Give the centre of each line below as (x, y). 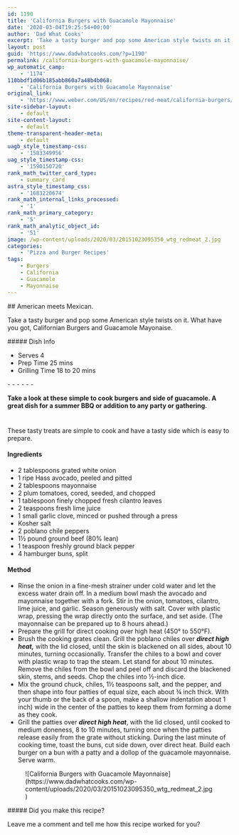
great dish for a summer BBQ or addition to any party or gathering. (107, 405)
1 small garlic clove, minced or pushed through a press (97, 516)
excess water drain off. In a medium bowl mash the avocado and (112, 593)
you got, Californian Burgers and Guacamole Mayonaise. (90, 327)
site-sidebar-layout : (39, 107)
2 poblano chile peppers (53, 531)
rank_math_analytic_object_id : (54, 226)
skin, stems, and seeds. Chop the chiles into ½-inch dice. (102, 676)
